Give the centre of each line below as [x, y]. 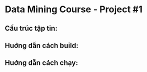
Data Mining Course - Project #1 [74, 9]
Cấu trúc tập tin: [31, 28]
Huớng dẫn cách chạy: [41, 63]
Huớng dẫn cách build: [42, 45]
